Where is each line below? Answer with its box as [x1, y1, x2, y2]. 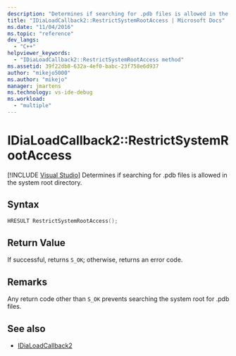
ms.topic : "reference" [7, 30, 74, 37]
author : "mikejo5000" [7, 69, 71, 76]
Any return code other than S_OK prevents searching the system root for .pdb [7, 295, 230, 303]
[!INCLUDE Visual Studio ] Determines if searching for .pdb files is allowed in [7, 171, 228, 179]
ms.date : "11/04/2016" [7, 23, 74, 30]
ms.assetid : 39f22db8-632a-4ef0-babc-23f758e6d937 [7, 63, 159, 70]
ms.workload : [7, 96, 46, 103]
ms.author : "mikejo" [7, 75, 68, 83]
